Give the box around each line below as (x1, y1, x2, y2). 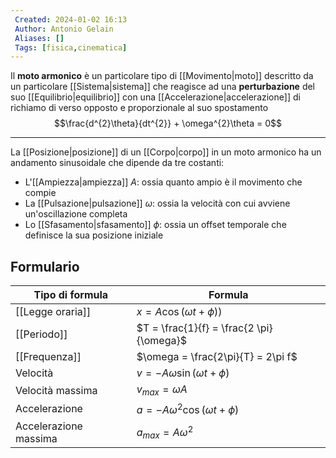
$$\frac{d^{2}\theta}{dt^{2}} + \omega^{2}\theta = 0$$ (53, 117, 282, 130)
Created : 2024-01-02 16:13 (14, 14, 128, 25)
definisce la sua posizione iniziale (24, 229, 164, 241)
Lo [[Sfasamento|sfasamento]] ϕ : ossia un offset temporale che (24, 219, 287, 231)
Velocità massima (15, 383, 98, 397)
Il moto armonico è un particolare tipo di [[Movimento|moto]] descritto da (10, 70, 314, 82)
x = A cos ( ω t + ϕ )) (136, 305, 223, 319)
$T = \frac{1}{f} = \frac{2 (136, 321, 255, 335)
